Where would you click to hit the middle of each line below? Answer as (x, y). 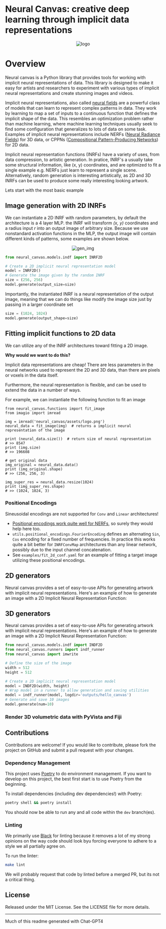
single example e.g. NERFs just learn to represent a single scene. (71, 170)
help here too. (26, 528)
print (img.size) (23, 447)
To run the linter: (22, 856)
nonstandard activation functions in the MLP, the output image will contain (81, 233)
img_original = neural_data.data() (42, 465)
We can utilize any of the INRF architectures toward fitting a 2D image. (77, 345)
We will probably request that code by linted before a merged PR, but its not (82, 874)
